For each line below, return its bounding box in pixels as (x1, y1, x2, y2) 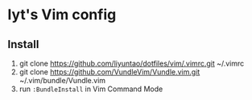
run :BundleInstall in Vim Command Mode (19, 84, 163, 94)
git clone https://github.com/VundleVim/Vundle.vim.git (19, 67, 200, 77)
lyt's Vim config (7, 6, 117, 24)
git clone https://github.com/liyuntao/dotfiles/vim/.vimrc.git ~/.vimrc (19, 58, 245, 68)
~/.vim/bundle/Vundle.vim (19, 76, 106, 85)
